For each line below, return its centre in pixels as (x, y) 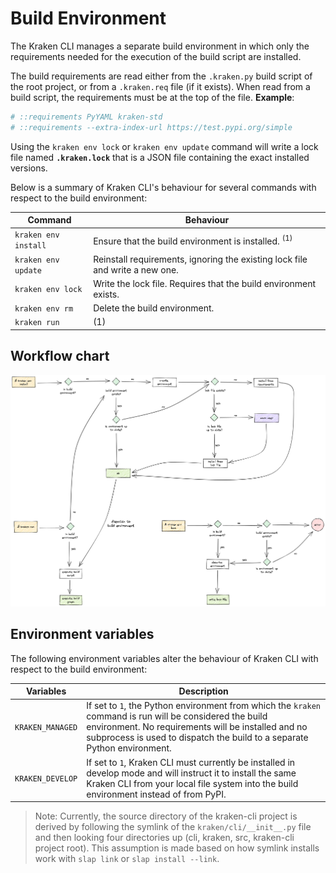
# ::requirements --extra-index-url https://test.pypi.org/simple (151, 127)
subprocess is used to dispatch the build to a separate (197, 738)
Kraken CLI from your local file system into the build (192, 783)
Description (203, 691)
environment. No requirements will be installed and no (197, 727)
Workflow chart (60, 356)
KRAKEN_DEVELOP (46, 779)
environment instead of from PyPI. (156, 794)
